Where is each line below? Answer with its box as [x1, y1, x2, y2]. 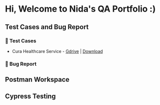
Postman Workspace [5, 75, 70, 84]
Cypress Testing [5, 92, 56, 100]
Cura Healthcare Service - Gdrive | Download [12, 48, 103, 54]
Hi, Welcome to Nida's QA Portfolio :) [5, 3, 156, 15]
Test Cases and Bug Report [5, 23, 89, 31]
